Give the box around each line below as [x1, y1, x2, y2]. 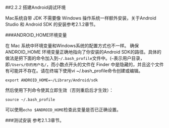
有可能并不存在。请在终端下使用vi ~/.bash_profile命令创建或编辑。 [5, 68, 143, 74]
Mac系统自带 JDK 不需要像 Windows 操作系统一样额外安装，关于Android [5, 15, 156, 21]
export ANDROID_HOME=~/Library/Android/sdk [5, 78, 98, 83]
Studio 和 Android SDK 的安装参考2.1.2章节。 [5, 22, 98, 27]
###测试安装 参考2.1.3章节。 [5, 117, 64, 123]
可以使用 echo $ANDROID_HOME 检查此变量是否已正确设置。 [5, 107, 121, 112]
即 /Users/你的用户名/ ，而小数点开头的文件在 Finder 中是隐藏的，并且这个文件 [5, 62, 164, 67]
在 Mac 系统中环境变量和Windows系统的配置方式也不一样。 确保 [5, 43, 139, 49]
